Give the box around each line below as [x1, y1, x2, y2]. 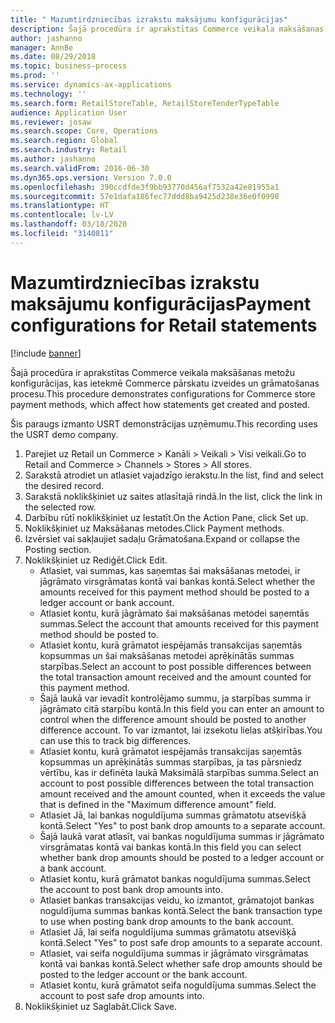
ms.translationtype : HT [10, 201, 110, 211]
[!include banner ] [10, 347, 82, 359]
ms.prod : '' [10, 71, 60, 81]
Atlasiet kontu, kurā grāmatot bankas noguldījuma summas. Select [39, 872, 311, 885]
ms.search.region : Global [10, 136, 118, 146]
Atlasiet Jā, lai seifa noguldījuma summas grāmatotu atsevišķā [39, 926, 297, 938]
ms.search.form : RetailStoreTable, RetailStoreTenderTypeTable [10, 98, 280, 108]
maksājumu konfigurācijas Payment [10, 292, 312, 315]
